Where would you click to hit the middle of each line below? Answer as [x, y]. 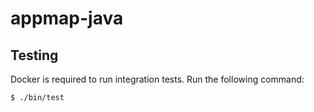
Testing [34, 55]
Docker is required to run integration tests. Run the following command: [157, 79]
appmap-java [67, 18]
